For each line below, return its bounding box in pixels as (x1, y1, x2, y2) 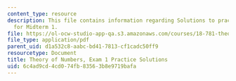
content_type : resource (7, 10, 77, 18)
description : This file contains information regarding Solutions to (7, 17, 216, 24)
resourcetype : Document (7, 50, 77, 57)
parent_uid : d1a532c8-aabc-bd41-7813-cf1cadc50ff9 (7, 43, 159, 50)
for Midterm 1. (13, 23, 58, 30)
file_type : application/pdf (7, 37, 90, 44)
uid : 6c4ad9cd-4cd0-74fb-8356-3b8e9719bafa (7, 63, 137, 70)
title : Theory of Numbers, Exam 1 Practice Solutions (7, 56, 169, 63)
